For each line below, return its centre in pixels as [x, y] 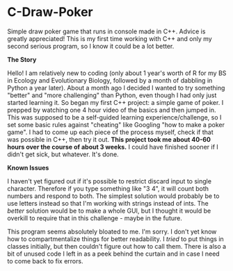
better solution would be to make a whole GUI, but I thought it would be [109, 211]
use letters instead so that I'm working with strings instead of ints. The [108, 203]
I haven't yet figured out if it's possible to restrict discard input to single [110, 181]
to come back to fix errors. [45, 261]
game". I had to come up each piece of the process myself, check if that [110, 132]
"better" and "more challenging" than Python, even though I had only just [112, 95]
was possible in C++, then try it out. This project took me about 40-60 [109, 139]
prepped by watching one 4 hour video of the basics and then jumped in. [112, 110]
